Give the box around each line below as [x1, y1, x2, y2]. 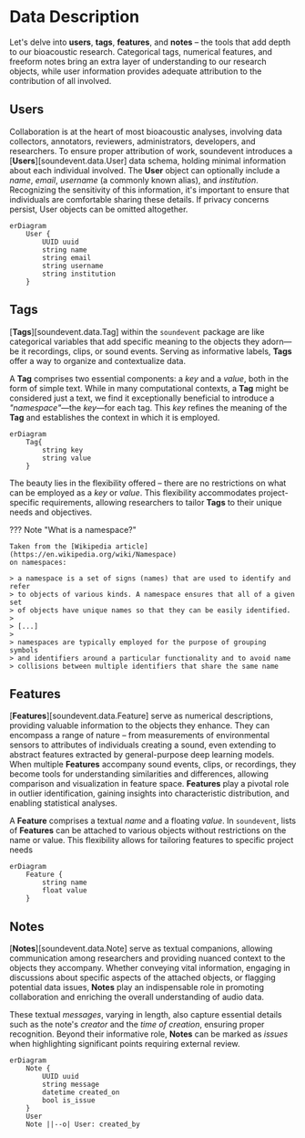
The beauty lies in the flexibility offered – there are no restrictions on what [9, 477, 287, 488]
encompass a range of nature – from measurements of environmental [9, 730, 270, 741]
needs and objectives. [9, 506, 93, 517]
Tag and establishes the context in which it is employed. [9, 412, 220, 423]
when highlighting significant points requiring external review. [9, 1039, 240, 1049]
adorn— [261, 336, 292, 347]
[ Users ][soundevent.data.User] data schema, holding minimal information [9, 155, 287, 166]
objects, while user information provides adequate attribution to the [9, 66, 262, 77]
